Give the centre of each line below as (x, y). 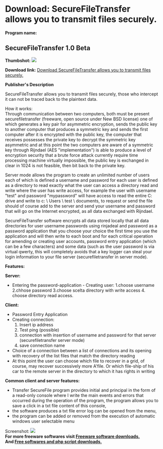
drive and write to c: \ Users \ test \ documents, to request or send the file (79, 201)
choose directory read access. (43, 295)
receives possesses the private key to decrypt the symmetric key (70, 139)
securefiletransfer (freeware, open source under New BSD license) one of (79, 119)
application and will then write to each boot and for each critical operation (79, 236)
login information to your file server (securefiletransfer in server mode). (77, 257)
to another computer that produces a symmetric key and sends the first (77, 129)
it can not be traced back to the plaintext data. (51, 99)
